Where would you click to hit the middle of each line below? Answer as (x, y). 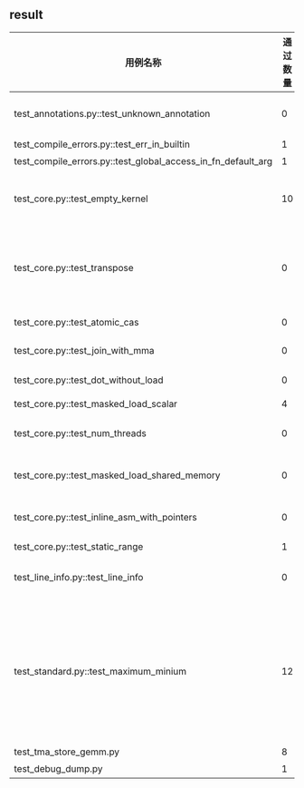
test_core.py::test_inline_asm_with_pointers (105, 517)
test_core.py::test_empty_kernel (81, 199)
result (26, 15)
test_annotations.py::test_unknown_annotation (112, 113)
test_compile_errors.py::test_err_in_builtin (102, 144)
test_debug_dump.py (58, 768)
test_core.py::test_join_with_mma (85, 350)
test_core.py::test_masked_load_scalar (96, 404)
